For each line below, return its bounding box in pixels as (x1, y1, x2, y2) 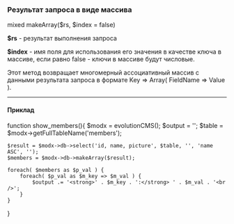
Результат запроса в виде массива (7, 5, 132, 15)
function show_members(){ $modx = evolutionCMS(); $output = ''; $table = (7, 121, 224, 129)
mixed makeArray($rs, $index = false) (7, 21, 116, 29)
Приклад (7, 106, 35, 114)
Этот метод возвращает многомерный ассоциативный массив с (7, 68, 200, 77)
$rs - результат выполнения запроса (7, 34, 117, 42)
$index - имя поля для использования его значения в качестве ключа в (7, 47, 221, 56)
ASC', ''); (7, 148, 39, 155)
